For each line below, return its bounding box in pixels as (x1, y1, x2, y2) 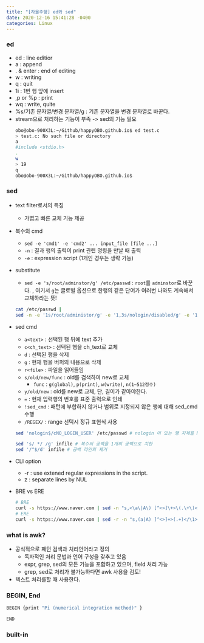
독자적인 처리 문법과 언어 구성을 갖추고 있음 (24, 553, 126, 560)
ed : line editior (15, 54, 53, 61)
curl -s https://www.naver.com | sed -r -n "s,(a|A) (15, 516, 152, 523)
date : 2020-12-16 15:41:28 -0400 (6, 15, 91, 21)
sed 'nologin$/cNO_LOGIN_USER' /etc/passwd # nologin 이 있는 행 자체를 (15, 430, 194, 436)
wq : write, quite (15, 100, 56, 108)
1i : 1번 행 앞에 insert (15, 87, 64, 94)
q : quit (15, 80, 33, 87)
